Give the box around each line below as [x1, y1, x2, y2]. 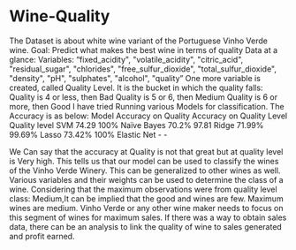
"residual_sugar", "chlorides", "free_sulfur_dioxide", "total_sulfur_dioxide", [9, 64, 277, 74]
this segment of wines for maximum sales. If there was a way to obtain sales [9, 212, 287, 223]
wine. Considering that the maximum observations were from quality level [9, 184, 277, 194]
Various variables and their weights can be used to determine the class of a [9, 174, 285, 185]
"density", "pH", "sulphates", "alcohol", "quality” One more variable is [9, 72, 261, 83]
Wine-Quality [9, 6, 110, 27]
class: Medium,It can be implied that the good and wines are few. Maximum [9, 193, 285, 204]
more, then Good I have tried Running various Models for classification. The [9, 101, 285, 111]
